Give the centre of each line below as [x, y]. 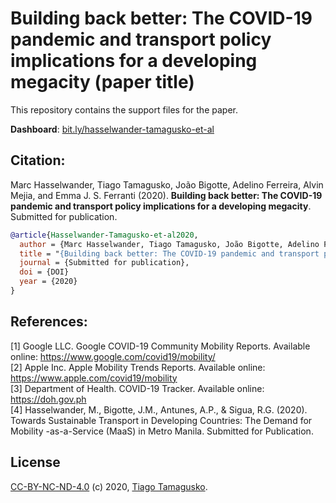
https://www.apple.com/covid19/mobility [94, 378]
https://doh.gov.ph [48, 399]
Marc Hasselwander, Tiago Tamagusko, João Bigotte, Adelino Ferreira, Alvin [167, 184]
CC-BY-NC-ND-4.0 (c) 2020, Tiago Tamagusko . [109, 486]
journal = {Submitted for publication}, [104, 263]
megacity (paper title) [102, 82]
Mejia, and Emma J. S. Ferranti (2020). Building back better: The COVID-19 [166, 195]
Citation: [38, 160]
